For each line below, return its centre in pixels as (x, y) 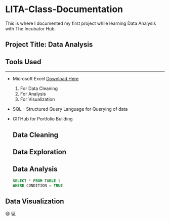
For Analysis (33, 94)
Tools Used (23, 62)
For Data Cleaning (39, 89)
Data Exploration (39, 152)
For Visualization (37, 99)
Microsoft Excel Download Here (46, 79)
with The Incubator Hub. (31, 28)
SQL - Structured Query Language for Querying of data (70, 109)
